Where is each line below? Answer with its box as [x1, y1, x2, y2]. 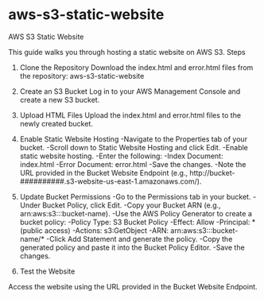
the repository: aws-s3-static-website [19, 71, 145, 80]
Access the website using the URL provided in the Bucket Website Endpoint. [8, 282, 258, 291]
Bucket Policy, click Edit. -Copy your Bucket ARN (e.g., [42, 200, 221, 210]
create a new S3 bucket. [19, 95, 100, 104]
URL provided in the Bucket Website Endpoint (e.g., [19, 168, 188, 177]
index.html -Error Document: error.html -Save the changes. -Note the [19, 159, 247, 169]
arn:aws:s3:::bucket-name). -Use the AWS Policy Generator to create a [19, 208, 252, 218]
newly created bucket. [19, 118, 94, 128]
